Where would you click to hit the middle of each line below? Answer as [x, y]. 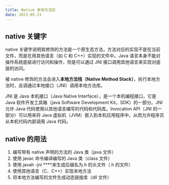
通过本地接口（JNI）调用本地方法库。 [66, 85]
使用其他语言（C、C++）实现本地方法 [52, 171]
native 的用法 [26, 139]
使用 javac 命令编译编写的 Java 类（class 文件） [62, 158]
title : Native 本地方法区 [31, 10]
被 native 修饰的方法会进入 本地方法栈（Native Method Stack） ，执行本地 [81, 79]
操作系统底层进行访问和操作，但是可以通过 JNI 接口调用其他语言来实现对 [81, 62]
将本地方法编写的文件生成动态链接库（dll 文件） [62, 177]
